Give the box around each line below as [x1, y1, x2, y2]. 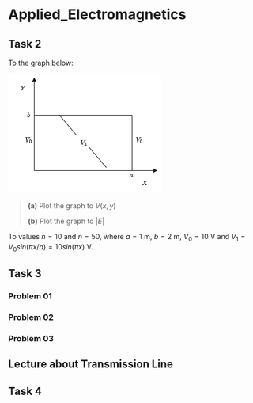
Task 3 [8, 267, 42, 280]
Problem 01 [8, 291, 53, 302]
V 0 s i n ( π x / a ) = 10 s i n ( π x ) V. [8, 241, 93, 253]
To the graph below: [8, 58, 74, 67]
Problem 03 [8, 333, 54, 344]
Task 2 [8, 37, 42, 51]
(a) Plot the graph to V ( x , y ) [27, 201, 116, 211]
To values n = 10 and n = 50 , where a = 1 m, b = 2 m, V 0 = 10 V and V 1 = [8, 232, 246, 243]
